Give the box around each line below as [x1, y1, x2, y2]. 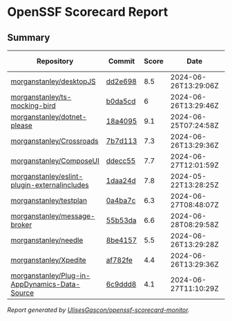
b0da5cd [106, 97, 136, 106]
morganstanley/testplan [10, 196, 88, 205]
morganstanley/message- [10, 211, 95, 221]
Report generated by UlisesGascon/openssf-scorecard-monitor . [7, 306, 190, 314]
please [10, 121, 32, 130]
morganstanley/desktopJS [10, 77, 96, 86]
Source [10, 288, 35, 298]
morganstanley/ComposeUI [10, 156, 100, 166]
